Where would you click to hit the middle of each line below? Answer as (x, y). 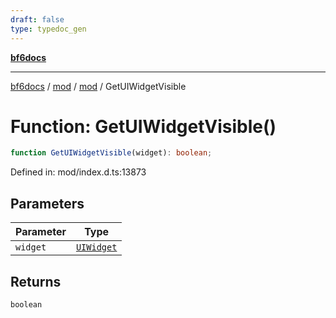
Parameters (47, 203)
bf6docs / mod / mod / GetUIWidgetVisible (98, 86)
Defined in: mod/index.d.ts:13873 (78, 172)
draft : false (37, 19)
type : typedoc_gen (48, 29)
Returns (36, 281)
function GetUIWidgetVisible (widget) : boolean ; (111, 153)
